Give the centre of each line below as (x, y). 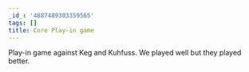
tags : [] (23, 23)
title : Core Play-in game (51, 30)
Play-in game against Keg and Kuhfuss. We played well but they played (125, 53)
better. (19, 61)
